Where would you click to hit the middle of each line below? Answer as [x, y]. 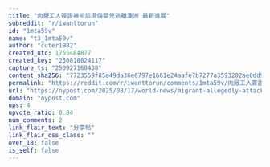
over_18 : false [34, 143]
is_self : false [34, 150]
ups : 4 [19, 105]
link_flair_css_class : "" [51, 135]
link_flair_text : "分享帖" [51, 128]
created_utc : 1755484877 [50, 53]
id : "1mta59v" [32, 31]
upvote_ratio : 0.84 [41, 113]
